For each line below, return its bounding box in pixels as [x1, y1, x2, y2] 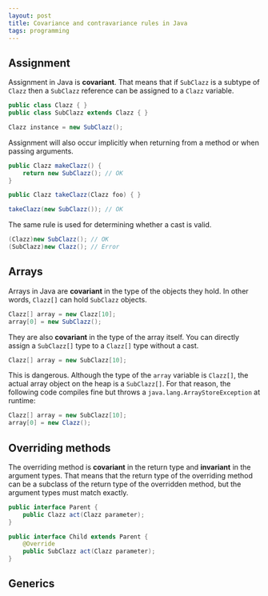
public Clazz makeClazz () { [8, 162, 102, 170]
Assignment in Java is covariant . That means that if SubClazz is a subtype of [8, 78, 260, 87]
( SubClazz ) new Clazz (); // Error [8, 243, 120, 251]
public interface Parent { [8, 503, 98, 511]
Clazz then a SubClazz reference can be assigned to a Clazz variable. [8, 86, 234, 96]
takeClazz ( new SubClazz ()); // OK [8, 206, 124, 214]
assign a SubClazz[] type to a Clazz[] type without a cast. [8, 341, 199, 350]
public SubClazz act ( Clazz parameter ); [22, 547, 156, 556]
